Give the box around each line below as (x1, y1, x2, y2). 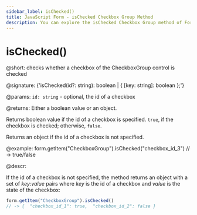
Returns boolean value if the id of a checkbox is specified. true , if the (6, 116, 174, 123)
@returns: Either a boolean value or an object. (6, 105, 117, 112)
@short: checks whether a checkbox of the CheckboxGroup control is (6, 64, 175, 71)
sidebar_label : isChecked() (6, 8, 75, 15)
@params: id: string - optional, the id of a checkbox (6, 93, 136, 100)
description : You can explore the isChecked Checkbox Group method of (6, 19, 182, 25)
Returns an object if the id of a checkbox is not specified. (6, 133, 144, 141)
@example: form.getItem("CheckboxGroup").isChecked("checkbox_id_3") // (6, 145, 191, 152)
